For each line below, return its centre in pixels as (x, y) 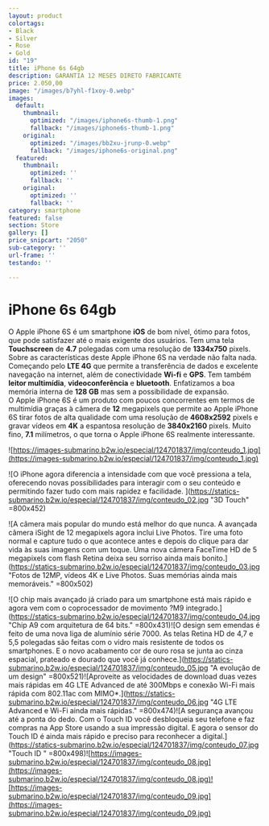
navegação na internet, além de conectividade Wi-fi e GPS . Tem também (130, 374)
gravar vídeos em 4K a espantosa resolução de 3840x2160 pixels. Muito (130, 426)
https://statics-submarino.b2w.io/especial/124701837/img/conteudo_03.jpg (135, 567)
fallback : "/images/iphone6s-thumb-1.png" (102, 128)
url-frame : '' (32, 255)
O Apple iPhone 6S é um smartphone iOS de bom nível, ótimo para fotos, (130, 332)
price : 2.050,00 (35, 83)
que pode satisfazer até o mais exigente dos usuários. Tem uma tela (122, 341)
